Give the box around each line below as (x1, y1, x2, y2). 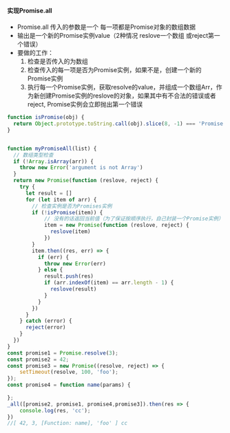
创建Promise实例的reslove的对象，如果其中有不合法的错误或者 (39, 91, 217, 100)
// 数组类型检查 (13, 151, 54, 158)
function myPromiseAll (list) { (7, 145, 97, 152)
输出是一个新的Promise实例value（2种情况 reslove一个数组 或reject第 (17, 32, 215, 40)
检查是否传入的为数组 (27, 57, 88, 65)
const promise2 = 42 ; (7, 356, 70, 363)
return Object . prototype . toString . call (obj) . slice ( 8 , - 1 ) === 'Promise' (13, 120, 227, 127)
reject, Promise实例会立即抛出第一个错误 (27, 100, 143, 109)
